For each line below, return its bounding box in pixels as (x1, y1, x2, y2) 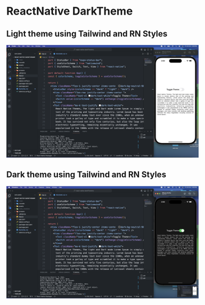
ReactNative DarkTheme (6, 4, 133, 18)
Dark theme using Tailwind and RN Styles (6, 169, 167, 180)
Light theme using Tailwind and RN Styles (6, 29, 168, 39)
